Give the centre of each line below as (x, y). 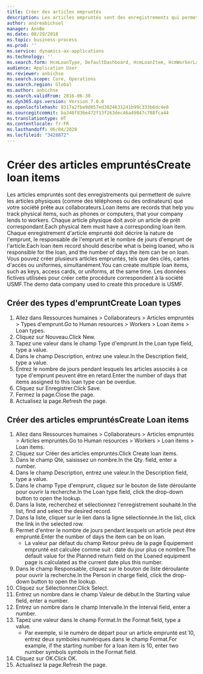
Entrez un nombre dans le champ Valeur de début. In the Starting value (103, 594)
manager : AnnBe (26, 29)
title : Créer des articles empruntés (54, 12)
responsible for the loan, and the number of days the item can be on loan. (98, 252)
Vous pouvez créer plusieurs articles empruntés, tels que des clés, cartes (98, 258)
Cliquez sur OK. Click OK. (46, 658)
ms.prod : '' (22, 46)
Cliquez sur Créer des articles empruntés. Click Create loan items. (97, 453)
